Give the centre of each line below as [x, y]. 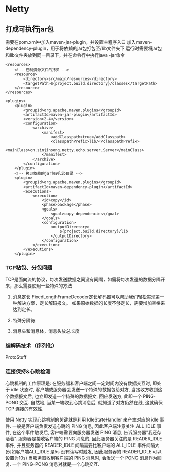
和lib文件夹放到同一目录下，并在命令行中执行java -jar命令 [65, 55]
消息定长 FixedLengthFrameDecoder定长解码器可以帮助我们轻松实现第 [86, 297]
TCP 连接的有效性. [24, 409]
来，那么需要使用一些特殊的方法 [39, 286]
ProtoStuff [16, 357]
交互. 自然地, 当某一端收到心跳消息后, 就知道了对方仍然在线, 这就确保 [91, 402]
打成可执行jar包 [30, 29]
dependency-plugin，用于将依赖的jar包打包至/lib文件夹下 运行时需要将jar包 [84, 48]
